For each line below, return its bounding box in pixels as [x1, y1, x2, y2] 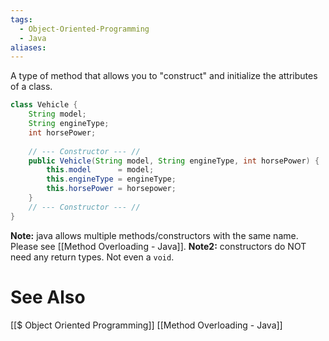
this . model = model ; [46, 165, 155, 175]
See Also [10, 286, 86, 308]
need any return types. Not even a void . [10, 251, 175, 263]
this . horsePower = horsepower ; [46, 184, 177, 194]
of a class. [10, 81, 53, 93]
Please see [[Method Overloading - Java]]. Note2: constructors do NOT [10, 240, 307, 252]
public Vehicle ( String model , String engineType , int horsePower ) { [28, 156, 320, 166]
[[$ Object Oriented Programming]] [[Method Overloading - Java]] [10, 319, 283, 331]
